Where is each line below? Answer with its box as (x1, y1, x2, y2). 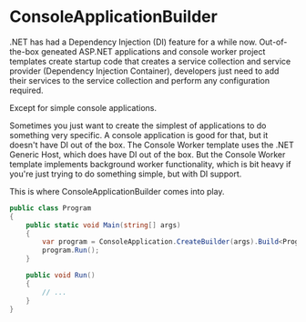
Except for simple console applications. (9, 102, 158, 113)
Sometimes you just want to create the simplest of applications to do (9, 120, 267, 131)
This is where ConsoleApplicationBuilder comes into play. (9, 186, 225, 196)
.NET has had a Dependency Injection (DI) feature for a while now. (9, 36, 258, 47)
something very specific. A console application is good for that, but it (9, 129, 269, 140)
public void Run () (25, 271, 96, 280)
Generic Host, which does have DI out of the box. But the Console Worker (9, 148, 286, 160)
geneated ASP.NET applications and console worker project (40, 45, 266, 56)
